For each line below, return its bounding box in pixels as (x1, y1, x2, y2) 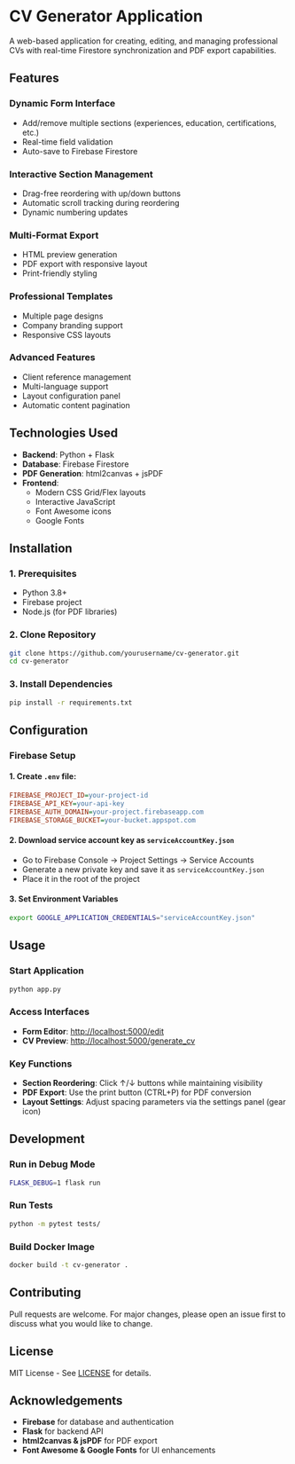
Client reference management (21, 371, 131, 382)
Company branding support (21, 319, 124, 330)
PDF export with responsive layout (21, 259, 148, 270)
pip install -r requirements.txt (9, 698, 133, 707)
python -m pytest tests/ (9, 1219, 101, 1228)
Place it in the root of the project (21, 873, 140, 884)
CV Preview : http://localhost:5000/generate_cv (21, 1035, 196, 1046)
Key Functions (9, 1058, 73, 1070)
